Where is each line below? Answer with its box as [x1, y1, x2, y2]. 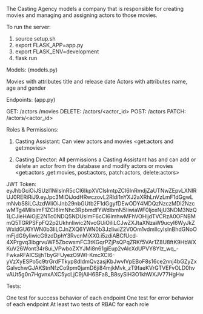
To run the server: [6, 24, 52, 30]
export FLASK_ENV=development [15, 48, 99, 55]
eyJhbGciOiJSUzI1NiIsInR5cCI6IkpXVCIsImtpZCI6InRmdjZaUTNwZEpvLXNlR [6, 187, 197, 194]
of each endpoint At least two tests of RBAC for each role [6, 301, 150, 308]
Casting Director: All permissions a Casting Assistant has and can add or [15, 156, 196, 163]
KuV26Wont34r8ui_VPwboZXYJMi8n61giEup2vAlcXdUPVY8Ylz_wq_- [6, 245, 179, 252]
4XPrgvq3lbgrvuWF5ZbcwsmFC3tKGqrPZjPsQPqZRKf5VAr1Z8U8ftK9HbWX [6, 239, 197, 246]
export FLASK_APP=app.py [15, 42, 84, 48]
